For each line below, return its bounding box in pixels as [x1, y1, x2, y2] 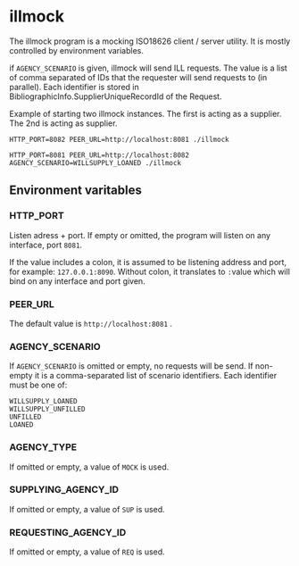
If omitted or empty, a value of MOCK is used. [9, 462, 170, 472]
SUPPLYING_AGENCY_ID [9, 484, 119, 496]
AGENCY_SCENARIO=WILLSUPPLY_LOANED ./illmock [9, 158, 181, 167]
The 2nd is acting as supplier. [9, 118, 118, 129]
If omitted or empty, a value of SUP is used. [9, 504, 165, 514]
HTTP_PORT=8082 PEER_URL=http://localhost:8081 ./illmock [9, 135, 229, 144]
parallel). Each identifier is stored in [9, 81, 140, 92]
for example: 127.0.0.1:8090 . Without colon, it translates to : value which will [9, 266, 290, 277]
